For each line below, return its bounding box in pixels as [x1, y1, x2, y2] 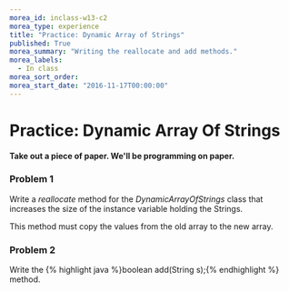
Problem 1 [9, 173, 55, 186]
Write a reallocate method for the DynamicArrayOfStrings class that [9, 193, 264, 205]
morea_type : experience [9, 22, 100, 31]
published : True [9, 38, 71, 48]
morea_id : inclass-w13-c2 [9, 13, 107, 23]
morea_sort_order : [9, 73, 79, 82]
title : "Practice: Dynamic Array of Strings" [9, 30, 184, 39]
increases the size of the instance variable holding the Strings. [9, 203, 244, 214]
